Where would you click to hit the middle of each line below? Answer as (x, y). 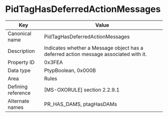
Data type (19, 70)
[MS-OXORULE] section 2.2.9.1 (82, 89)
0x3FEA (54, 62)
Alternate (18, 101)
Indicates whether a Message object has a (94, 47)
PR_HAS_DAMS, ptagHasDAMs (81, 104)
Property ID (21, 62)
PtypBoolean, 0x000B (70, 70)
